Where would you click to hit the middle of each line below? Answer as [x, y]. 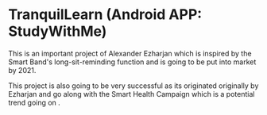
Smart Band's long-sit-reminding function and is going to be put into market [132, 62]
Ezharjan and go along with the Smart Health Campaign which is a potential [132, 94]
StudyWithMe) [58, 31]
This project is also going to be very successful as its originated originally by [133, 86]
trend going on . [35, 102]
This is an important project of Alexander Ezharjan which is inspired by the [130, 53]
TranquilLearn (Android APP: [105, 15]
